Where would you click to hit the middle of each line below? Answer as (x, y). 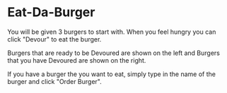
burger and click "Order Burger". (54, 81)
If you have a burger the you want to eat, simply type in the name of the (111, 74)
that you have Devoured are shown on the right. (77, 60)
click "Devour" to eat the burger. (54, 39)
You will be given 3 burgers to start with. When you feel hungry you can (112, 32)
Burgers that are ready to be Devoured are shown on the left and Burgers (114, 53)
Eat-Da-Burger (51, 12)
